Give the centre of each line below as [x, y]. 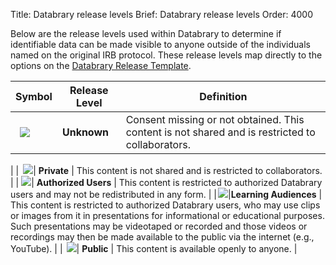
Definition [223, 96]
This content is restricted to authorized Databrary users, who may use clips [165, 205]
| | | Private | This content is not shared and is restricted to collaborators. [166, 170]
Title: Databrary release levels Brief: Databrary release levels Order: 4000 [161, 14]
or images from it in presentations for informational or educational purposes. [167, 215]
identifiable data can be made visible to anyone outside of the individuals [160, 44]
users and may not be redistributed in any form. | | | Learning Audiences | [166, 194]
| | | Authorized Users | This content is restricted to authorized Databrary [166, 182]
